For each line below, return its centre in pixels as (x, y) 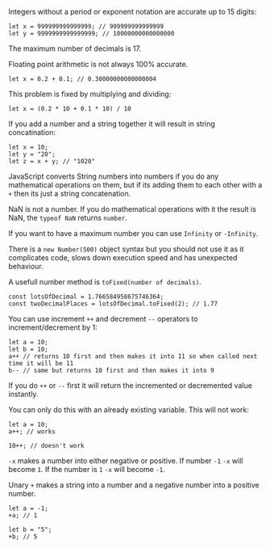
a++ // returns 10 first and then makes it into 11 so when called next (133, 356)
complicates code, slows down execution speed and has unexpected (123, 257)
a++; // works (32, 432)
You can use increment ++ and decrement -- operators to (103, 319)
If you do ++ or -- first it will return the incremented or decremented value (130, 386)
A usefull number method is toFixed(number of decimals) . (105, 282)
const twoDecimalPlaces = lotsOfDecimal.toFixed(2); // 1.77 (113, 304)
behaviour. (26, 266)
